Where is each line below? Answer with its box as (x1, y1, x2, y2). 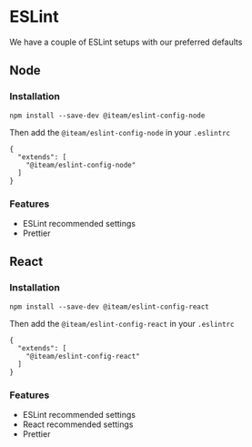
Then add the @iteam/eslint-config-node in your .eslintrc (9, 127, 231, 137)
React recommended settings (22, 419, 134, 430)
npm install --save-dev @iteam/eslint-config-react (9, 302, 209, 311)
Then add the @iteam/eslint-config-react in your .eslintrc (9, 318, 235, 329)
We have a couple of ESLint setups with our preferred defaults (9, 36, 243, 47)
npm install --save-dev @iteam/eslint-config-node (9, 111, 206, 120)
